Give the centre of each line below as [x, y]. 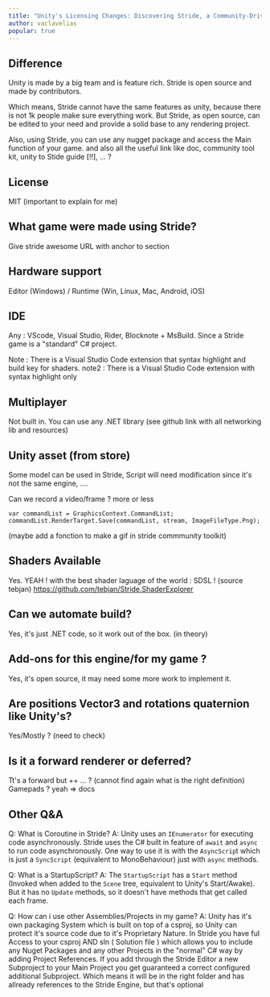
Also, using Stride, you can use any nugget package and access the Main [130, 140]
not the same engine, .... [48, 483]
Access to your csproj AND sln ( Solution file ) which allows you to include [131, 941]
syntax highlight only [43, 377]
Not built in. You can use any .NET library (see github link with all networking [135, 422]
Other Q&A [36, 814]
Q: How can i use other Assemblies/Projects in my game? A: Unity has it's [130, 916]
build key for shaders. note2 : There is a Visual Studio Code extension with [132, 368]
